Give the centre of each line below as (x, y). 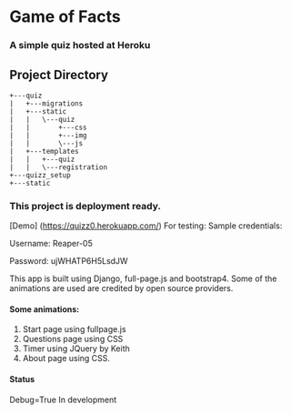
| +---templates (44, 151)
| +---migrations (46, 103)
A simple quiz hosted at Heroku (80, 45)
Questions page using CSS (73, 339)
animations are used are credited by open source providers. (121, 288)
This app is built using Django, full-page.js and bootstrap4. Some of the (143, 278)
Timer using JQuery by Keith (76, 348)
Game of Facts (65, 17)
